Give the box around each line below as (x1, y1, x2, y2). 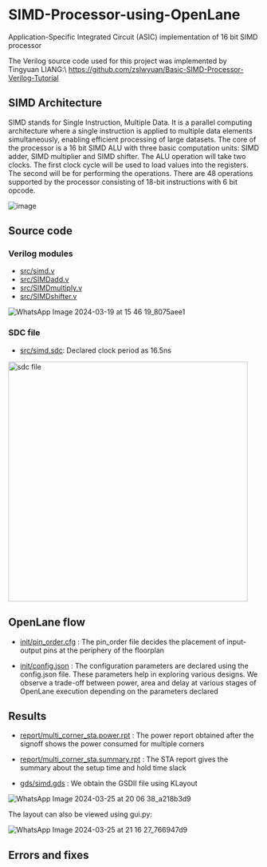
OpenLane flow (8, 616, 86, 629)
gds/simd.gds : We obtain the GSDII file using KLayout (19, 778, 198, 789)
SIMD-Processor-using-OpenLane (8, 6, 241, 24)
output (19, 645, 42, 655)
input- (226, 637, 247, 646)
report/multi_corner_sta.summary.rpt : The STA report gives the (19, 754, 229, 765)
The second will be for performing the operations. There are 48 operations (8, 168, 253, 178)
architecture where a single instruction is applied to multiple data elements (8, 126, 253, 135)
